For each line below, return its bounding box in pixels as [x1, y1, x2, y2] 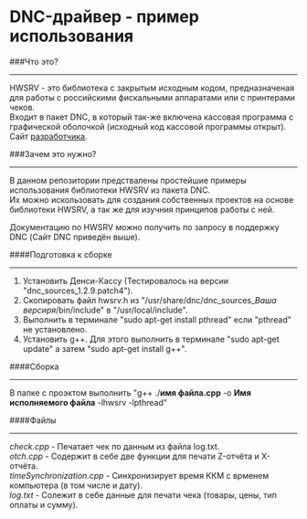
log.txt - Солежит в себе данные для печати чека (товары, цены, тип [9, 489, 277, 500]
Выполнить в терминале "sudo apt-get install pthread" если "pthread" [22, 313, 292, 325]
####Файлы [9, 414, 57, 426]
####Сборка [9, 361, 59, 372]
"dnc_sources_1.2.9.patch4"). [22, 285, 133, 296]
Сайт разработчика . [9, 131, 88, 142]
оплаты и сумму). [9, 499, 79, 510]
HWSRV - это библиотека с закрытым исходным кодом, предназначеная [9, 82, 295, 93]
